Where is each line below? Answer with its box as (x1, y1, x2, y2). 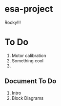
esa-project (4, 3, 53, 15)
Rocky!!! (4, 19, 21, 25)
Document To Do (4, 77, 57, 86)
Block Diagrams (11, 95, 44, 101)
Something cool (11, 57, 43, 64)
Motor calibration (11, 53, 47, 58)
